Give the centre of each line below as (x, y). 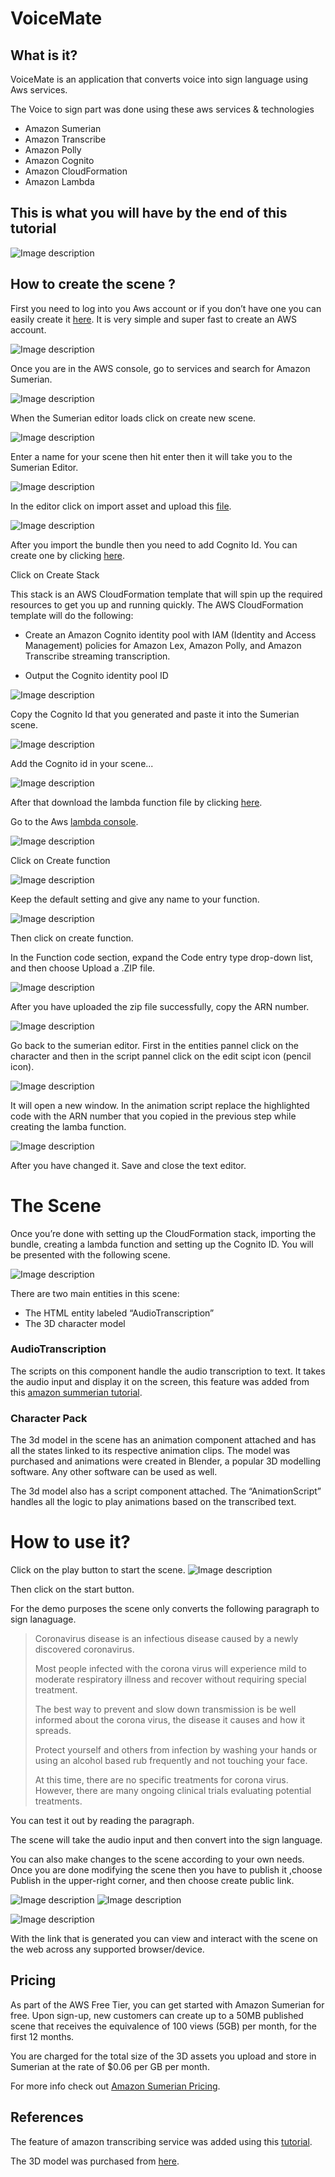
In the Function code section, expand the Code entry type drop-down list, (162, 957)
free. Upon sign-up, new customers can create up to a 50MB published (157, 2015)
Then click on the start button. (72, 1589)
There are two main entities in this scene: (95, 1293)
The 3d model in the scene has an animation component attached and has (163, 1440)
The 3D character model (75, 1323)
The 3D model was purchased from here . (95, 2161)
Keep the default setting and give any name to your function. (135, 899)
